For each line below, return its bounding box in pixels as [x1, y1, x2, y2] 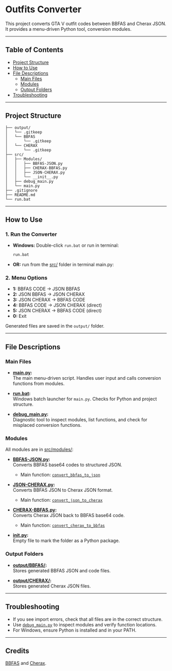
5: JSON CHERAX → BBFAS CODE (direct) [12, 308, 102, 314]
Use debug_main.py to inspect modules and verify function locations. [12, 621, 157, 627]
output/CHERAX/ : [12, 577, 52, 583]
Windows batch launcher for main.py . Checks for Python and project [12, 396, 157, 402]
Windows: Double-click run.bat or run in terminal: [12, 242, 119, 249]
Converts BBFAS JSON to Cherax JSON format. [12, 487, 113, 493]
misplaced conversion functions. [12, 422, 82, 428]
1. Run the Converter [5, 230, 57, 237]
